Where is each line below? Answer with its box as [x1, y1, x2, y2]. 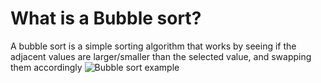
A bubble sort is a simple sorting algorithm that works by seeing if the [10, 40, 297, 52]
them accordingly [10, 61, 83, 73]
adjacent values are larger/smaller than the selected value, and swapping [10, 50, 312, 62]
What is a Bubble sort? [10, 7, 202, 30]
